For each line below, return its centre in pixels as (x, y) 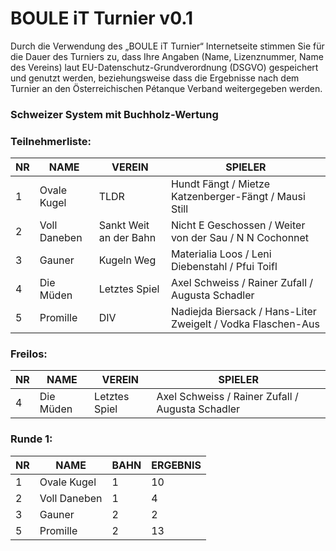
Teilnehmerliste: (51, 141)
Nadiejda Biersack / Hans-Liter (243, 312)
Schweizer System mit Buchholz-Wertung (114, 114)
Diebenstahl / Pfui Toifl (224, 267)
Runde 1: (31, 439)
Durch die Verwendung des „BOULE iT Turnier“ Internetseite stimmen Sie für (167, 46)
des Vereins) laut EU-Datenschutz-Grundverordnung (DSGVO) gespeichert (164, 67)
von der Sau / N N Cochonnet (240, 238)
